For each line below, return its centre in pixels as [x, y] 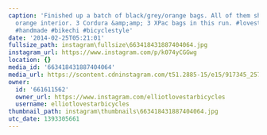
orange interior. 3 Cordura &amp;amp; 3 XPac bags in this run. [124, 23]
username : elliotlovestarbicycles [72, 104]
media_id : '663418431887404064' [62, 67]
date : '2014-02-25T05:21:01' [56, 38]
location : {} [30, 60]
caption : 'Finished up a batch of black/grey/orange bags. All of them [129, 15]
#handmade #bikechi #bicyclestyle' [74, 30]
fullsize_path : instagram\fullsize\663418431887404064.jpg [108, 45]
